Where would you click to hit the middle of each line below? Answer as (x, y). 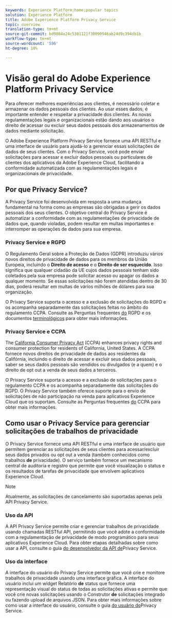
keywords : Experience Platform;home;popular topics (62, 10)
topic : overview (23, 24)
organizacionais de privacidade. (39, 173)
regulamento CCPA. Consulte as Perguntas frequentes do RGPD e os (78, 313)
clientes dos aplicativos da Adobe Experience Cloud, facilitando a (75, 162)
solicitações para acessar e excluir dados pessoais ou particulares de (79, 157)
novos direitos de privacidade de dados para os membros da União (77, 259)
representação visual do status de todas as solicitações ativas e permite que (86, 589)
